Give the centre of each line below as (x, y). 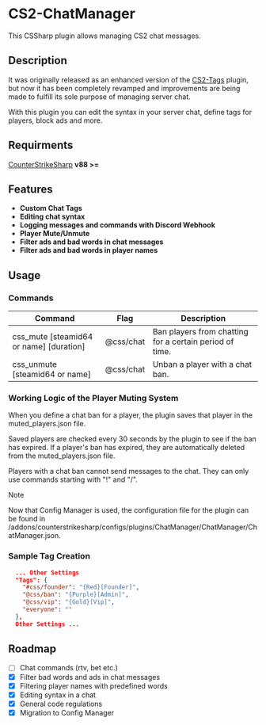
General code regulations (61, 704)
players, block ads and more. (55, 120)
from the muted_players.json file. (62, 456)
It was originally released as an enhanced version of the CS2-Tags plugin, (129, 79)
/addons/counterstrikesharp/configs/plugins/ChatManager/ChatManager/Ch (133, 527)
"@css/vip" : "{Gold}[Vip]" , (68, 602)
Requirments (41, 145)
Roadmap (32, 649)
